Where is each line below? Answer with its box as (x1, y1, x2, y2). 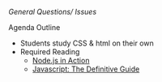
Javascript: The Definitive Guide (32, 64, 140, 74)
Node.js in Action (32, 56, 90, 65)
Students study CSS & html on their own (19, 38, 154, 48)
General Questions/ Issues (8, 7, 97, 16)
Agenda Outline (8, 23, 61, 32)
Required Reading (19, 47, 80, 56)
